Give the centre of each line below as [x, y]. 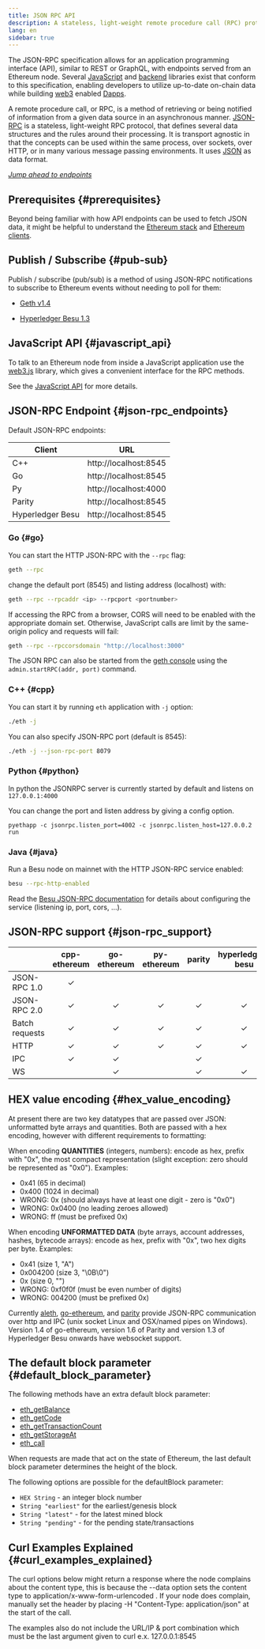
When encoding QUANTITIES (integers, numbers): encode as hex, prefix [126, 1151]
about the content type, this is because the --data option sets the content [127, 1587]
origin [18, 631]
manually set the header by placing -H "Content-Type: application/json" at [129, 1604]
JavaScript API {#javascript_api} [90, 344]
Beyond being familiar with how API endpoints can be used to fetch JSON [128, 219]
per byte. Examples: [41, 1248]
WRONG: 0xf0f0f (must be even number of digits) [101, 1289]
